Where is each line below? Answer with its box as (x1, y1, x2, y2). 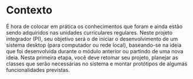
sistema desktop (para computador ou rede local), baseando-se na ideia (6, 42, 182, 49)
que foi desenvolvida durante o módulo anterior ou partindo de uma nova (6, 47, 184, 54)
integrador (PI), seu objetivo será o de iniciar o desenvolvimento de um (6, 35, 178, 42)
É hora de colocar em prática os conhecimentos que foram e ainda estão (6, 23, 183, 30)
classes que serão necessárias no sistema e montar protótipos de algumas (6, 60, 188, 67)
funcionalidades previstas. (6, 66, 71, 73)
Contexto (6, 4, 53, 17)
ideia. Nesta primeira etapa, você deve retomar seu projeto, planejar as (6, 54, 178, 61)
